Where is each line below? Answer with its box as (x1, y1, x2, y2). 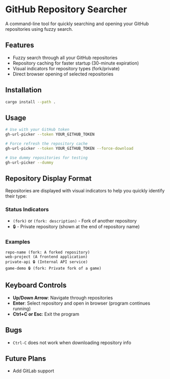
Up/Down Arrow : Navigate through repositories (12, 294, 113, 301)
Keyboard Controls (5, 281, 67, 290)
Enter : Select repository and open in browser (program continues (12, 300, 151, 306)
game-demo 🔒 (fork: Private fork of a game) (5, 266, 102, 271)
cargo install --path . (5, 99, 56, 105)
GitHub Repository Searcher (5, 4, 128, 15)
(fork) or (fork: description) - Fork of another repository (12, 217, 137, 224)
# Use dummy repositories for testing (5, 155, 88, 160)
